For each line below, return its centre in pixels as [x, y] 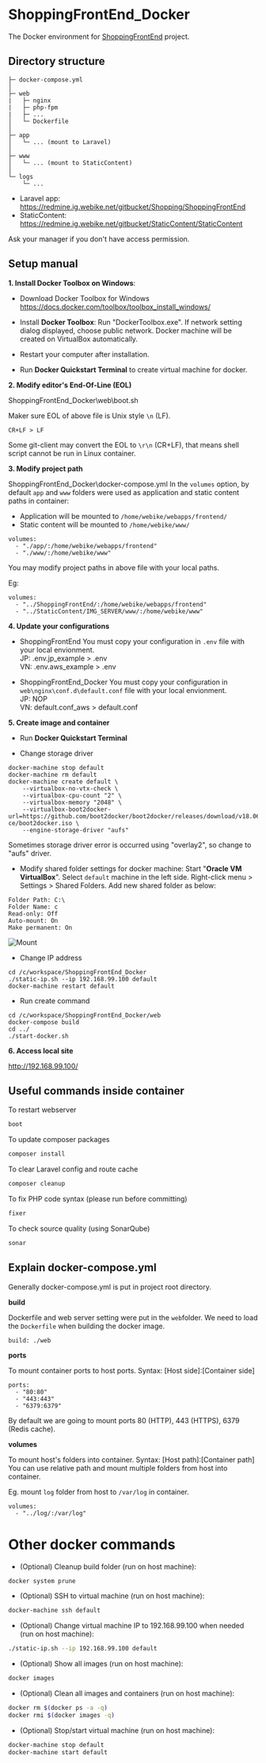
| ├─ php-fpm [33, 107]
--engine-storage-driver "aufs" [76, 830]
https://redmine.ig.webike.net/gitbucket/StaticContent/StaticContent [131, 223]
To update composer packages [59, 1140]
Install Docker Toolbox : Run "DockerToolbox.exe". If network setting [131, 322]
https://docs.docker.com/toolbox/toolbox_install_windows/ [115, 307]
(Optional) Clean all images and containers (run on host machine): [127, 1693]
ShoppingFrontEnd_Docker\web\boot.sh [73, 400]
